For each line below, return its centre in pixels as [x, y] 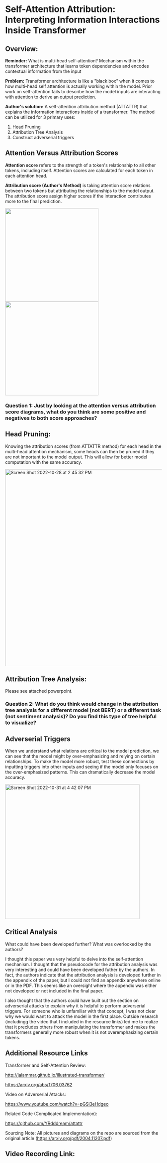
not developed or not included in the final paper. [54, 990]
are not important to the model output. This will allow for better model [76, 457]
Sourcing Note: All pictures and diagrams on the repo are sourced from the [82, 1133]
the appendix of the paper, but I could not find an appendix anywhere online [83, 980]
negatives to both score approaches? [51, 418]
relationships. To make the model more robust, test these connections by [80, 762]
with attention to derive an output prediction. [51, 97]
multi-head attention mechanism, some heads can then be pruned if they [80, 451]
